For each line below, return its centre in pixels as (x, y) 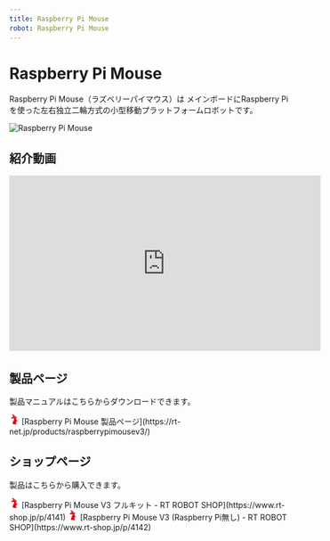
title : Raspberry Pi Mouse (59, 19)
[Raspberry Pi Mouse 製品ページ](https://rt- (101, 422)
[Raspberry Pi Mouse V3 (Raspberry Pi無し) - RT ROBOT (183, 517)
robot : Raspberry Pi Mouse (59, 28)
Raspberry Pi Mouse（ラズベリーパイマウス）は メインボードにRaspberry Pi (149, 99)
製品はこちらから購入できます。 (68, 485)
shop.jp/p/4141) (38, 517)
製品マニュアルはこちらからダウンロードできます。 (102, 402)
